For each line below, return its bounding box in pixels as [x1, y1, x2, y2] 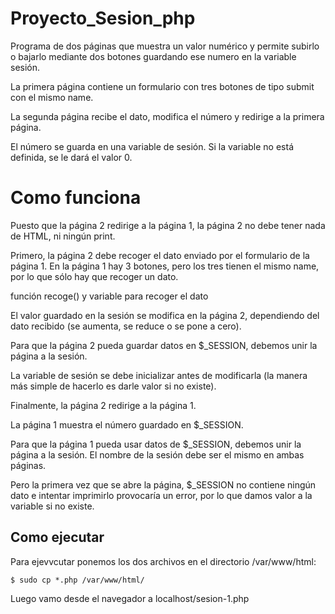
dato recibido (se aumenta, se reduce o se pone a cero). [10, 320, 242, 332]
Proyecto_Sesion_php [10, 7, 196, 30]
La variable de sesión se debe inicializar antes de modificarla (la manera [10, 369, 308, 381]
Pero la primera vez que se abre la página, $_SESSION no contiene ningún [10, 478, 317, 491]
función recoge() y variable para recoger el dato [10, 290, 209, 302]
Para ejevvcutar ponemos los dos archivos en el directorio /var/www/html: [10, 555, 317, 567]
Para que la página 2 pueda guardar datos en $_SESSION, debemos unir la [10, 339, 318, 351]
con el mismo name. [10, 91, 94, 103]
